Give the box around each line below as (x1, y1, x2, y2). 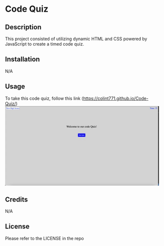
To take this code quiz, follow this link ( (5, 95, 83, 101)
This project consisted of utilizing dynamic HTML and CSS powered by (5, 36, 147, 42)
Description (5, 23, 41, 31)
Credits (5, 195, 28, 203)
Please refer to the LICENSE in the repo (5, 235, 84, 241)
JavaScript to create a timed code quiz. (5, 41, 84, 47)
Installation (5, 55, 40, 64)
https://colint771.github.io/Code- (82, 95, 149, 101)
